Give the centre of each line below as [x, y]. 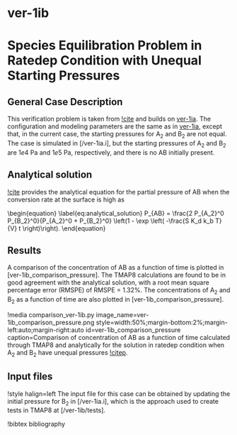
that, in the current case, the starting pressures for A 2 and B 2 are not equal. [117, 135]
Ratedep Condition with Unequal [104, 61]
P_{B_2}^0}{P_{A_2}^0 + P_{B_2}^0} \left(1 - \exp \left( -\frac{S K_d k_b [111, 221]
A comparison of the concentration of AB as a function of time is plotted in [116, 268]
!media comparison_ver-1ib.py [51, 315]
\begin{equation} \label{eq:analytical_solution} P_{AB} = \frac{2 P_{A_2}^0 [116, 213]
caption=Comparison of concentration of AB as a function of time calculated [119, 337]
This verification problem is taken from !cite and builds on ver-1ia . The [109, 119]
